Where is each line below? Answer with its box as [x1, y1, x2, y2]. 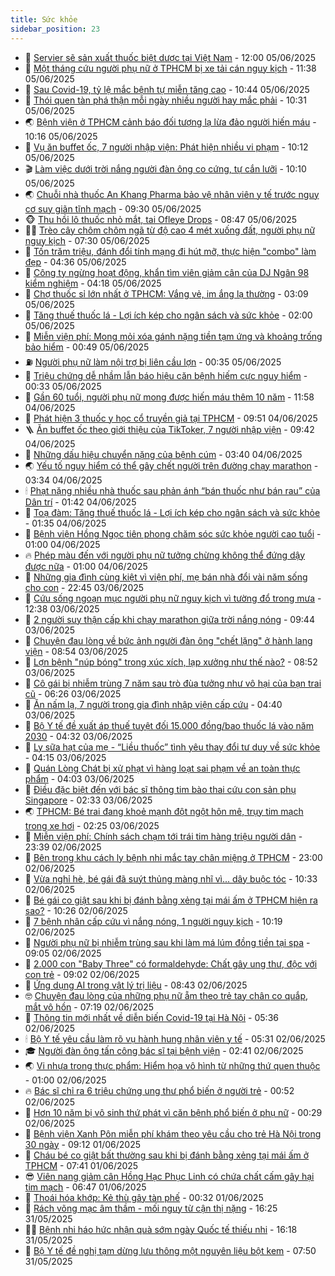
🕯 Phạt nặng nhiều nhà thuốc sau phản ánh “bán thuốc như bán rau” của [24, 484, 321, 496]
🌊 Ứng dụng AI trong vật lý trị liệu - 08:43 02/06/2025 [24, 979, 248, 991]
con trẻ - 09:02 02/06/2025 [24, 968, 140, 980]
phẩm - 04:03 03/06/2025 [24, 772, 135, 785]
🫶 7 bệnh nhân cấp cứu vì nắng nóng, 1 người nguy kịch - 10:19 [24, 915, 283, 927]
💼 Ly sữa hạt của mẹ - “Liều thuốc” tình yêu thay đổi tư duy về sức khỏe [24, 741, 321, 753]
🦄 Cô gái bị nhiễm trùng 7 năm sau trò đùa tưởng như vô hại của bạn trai [24, 677, 322, 689]
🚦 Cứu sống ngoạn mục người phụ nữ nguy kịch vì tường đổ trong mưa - [24, 592, 322, 604]
